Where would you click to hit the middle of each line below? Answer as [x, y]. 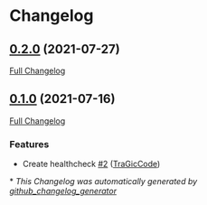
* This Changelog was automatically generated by [103, 182]
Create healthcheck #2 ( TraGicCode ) [91, 164]
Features [29, 144]
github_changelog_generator [63, 191]
